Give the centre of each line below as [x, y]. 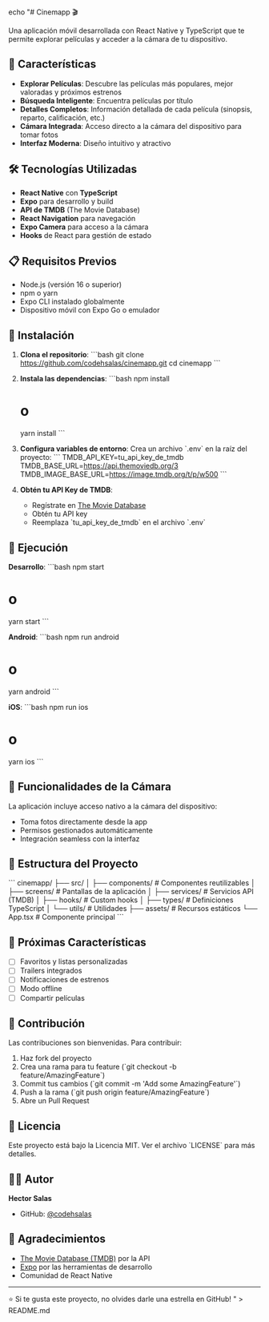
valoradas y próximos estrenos [71, 92]
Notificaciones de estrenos [64, 980]
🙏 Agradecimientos [57, 1239]
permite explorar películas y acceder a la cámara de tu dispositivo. [118, 39]
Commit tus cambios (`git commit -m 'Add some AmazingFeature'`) [130, 1084]
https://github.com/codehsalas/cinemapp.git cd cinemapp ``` [120, 363]
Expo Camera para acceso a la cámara [84, 227]
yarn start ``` [29, 621]
